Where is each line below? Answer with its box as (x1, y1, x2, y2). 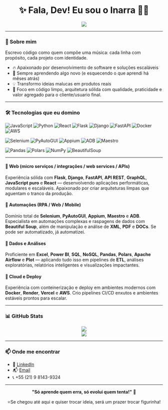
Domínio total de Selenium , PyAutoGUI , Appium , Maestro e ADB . (5, 212, 141, 219)
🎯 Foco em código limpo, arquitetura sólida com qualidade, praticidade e (12, 86, 162, 92)
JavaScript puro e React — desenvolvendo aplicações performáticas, (5, 179, 150, 185)
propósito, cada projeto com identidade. (5, 55, 88, 61)
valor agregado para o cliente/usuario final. (12, 92, 101, 98)
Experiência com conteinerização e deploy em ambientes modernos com (5, 284, 156, 290)
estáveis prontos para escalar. (5, 295, 67, 301)
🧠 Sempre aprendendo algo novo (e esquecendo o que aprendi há (12, 70, 149, 76)
